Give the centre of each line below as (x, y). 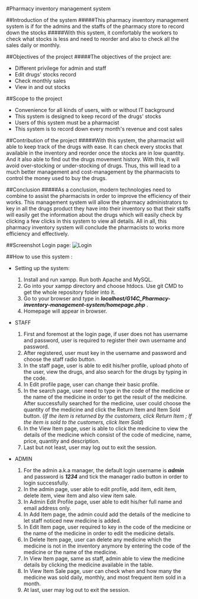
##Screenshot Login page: (38, 245)
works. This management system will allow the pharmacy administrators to (97, 202)
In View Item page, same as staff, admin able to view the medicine (104, 558)
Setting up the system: (42, 268)
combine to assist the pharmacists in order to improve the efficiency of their (98, 196)
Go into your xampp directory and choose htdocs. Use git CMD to (103, 286)
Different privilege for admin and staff (60, 68)
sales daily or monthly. (33, 45)
